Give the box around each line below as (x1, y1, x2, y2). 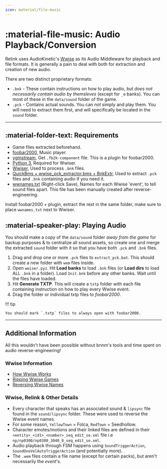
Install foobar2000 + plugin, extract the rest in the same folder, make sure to (5, 201, 162, 207)
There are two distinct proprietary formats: (5, 76, 93, 82)
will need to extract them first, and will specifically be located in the (12, 106, 151, 112)
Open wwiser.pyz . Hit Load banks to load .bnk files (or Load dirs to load (12, 265, 160, 271)
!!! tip (5, 301, 16, 307)
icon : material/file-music (5, 7, 61, 12)
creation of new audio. (5, 66, 51, 72)
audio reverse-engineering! (5, 348, 61, 353)
